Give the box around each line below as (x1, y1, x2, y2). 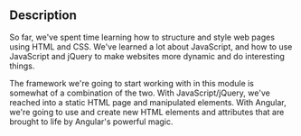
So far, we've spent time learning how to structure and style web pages (9, 32, 276, 42)
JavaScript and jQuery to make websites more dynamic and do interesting (9, 50, 285, 61)
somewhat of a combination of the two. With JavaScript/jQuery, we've (9, 87, 271, 98)
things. (9, 60, 35, 71)
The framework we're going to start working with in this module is (9, 77, 255, 88)
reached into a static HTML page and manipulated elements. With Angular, (9, 96, 287, 107)
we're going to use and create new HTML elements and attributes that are (9, 106, 285, 117)
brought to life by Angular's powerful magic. (9, 116, 174, 127)
